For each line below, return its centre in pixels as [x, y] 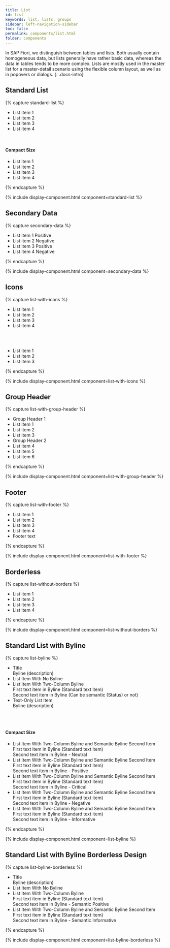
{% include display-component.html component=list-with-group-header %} [84, 477]
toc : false [17, 29]
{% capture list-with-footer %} [37, 505]
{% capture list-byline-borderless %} [44, 867]
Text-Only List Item [32, 700]
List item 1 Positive [32, 235]
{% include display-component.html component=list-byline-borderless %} [83, 940]
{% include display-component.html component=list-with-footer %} [76, 556]
